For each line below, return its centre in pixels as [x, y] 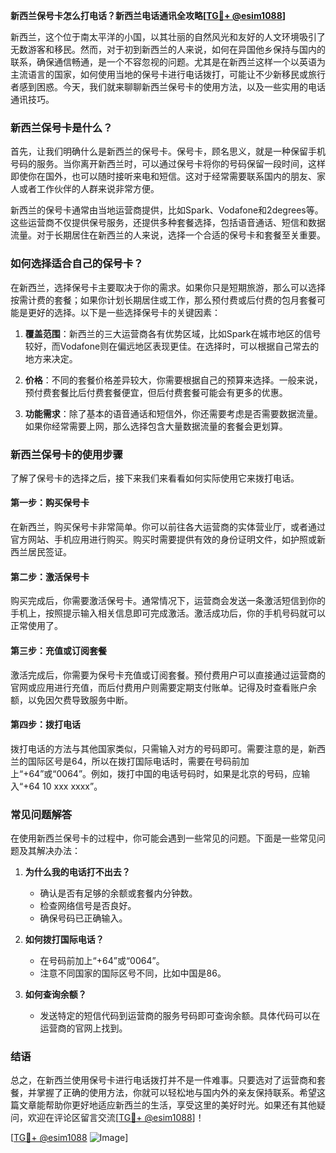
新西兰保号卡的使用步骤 [66, 454]
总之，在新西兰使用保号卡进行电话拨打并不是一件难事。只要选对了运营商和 [163, 1080]
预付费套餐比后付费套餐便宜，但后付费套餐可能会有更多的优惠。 [156, 392]
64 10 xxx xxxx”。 [65, 786]
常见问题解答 [41, 814]
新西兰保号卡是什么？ [61, 127]
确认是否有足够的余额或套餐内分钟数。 [118, 893]
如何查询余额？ [55, 994]
